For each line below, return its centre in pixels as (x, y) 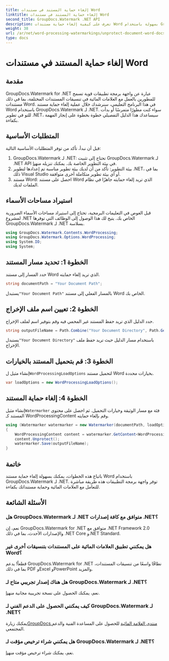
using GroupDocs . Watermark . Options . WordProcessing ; (61, 237)
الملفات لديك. (26, 185)
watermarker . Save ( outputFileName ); (52, 444)
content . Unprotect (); (37, 439)
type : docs (17, 38)
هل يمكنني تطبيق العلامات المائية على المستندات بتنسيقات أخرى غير (79, 546)
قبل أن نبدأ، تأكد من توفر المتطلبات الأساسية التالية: (53, 148)
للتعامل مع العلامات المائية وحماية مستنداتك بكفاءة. (53, 487)
